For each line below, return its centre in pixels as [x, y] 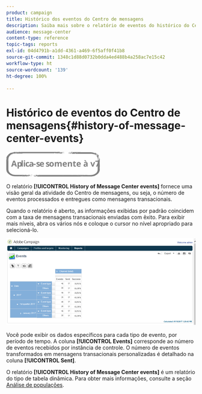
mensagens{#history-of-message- [96, 126]
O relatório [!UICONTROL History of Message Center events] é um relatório [101, 372]
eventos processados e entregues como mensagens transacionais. [89, 199]
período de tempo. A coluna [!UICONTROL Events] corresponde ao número [100, 341]
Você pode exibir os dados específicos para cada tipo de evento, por [92, 334]
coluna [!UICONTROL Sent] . [41, 360]
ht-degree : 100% [26, 76]
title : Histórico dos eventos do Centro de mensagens [75, 19]
